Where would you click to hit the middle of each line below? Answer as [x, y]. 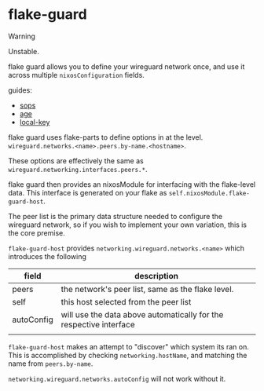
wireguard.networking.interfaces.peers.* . [78, 169]
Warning [22, 36]
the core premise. [37, 232]
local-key [35, 122]
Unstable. [24, 51]
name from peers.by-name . [51, 364]
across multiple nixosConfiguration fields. [77, 75]
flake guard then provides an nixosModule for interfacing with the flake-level [132, 184]
